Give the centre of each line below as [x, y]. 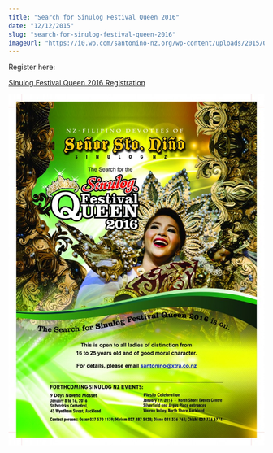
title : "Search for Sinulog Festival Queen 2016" [94, 17]
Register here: [32, 67]
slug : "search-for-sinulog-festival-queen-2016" [92, 34]
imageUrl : [25, 43]
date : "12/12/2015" [41, 26]
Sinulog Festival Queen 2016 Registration [77, 83]
